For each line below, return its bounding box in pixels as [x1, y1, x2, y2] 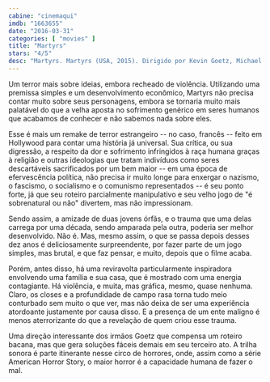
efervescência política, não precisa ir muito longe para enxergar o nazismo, [8, 172, 259, 182]
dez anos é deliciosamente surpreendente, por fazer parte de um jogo [8, 240, 243, 249]
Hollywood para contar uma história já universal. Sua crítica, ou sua [8, 138, 233, 147]
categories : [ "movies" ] [8, 34, 95, 43]
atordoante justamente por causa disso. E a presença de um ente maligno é [8, 307, 260, 316]
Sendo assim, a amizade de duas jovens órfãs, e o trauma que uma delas [8, 214, 252, 223]
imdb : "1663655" [8, 19, 63, 28]
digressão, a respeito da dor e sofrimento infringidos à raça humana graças [8, 146, 260, 156]
